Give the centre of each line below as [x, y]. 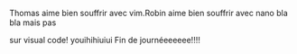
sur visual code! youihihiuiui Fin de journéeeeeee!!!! [105, 40]
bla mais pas [33, 22]
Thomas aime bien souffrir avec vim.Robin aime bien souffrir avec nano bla [149, 13]
